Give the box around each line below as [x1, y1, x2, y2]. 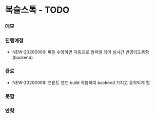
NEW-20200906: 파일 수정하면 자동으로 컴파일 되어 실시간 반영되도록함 [12, 49, 150, 55]
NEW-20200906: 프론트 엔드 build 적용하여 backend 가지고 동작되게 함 [12, 80, 150, 85]
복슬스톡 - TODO [5, 4, 70, 16]
